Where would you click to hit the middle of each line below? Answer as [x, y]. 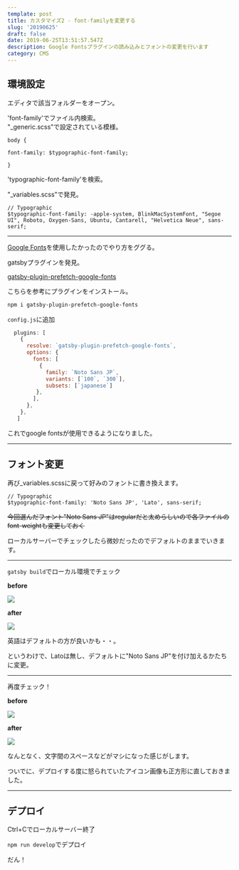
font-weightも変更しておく [46, 525]
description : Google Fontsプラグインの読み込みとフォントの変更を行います [108, 47]
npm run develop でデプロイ [47, 844]
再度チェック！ [29, 686]
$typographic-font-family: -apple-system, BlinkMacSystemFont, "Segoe [114, 214]
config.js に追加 [31, 319]
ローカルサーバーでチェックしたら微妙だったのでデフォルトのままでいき [113, 541]
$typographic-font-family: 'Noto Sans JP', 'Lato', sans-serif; [105, 502]
